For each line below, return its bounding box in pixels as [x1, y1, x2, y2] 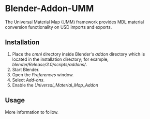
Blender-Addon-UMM [5, 3, 94, 14]
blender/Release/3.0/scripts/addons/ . [12, 61, 87, 67]
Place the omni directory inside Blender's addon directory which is [12, 51, 145, 57]
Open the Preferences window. [12, 71, 74, 78]
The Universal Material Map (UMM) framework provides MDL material [5, 19, 144, 25]
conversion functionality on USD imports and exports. [5, 24, 112, 30]
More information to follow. [5, 109, 59, 115]
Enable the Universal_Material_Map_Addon [12, 82, 98, 88]
